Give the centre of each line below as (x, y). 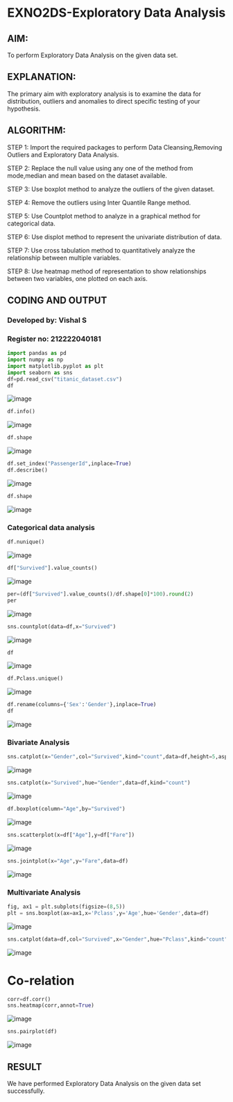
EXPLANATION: (42, 77)
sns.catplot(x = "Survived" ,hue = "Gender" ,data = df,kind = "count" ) (99, 783)
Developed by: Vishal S (47, 320)
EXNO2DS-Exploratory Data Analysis (116, 13)
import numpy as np (35, 360)
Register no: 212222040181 (54, 339)
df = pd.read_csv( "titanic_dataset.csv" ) (65, 379)
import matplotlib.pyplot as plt (55, 366)
